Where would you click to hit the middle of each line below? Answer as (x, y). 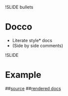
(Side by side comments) (37, 46)
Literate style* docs (32, 40)
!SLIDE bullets (19, 7)
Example (23, 75)
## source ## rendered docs (33, 88)
